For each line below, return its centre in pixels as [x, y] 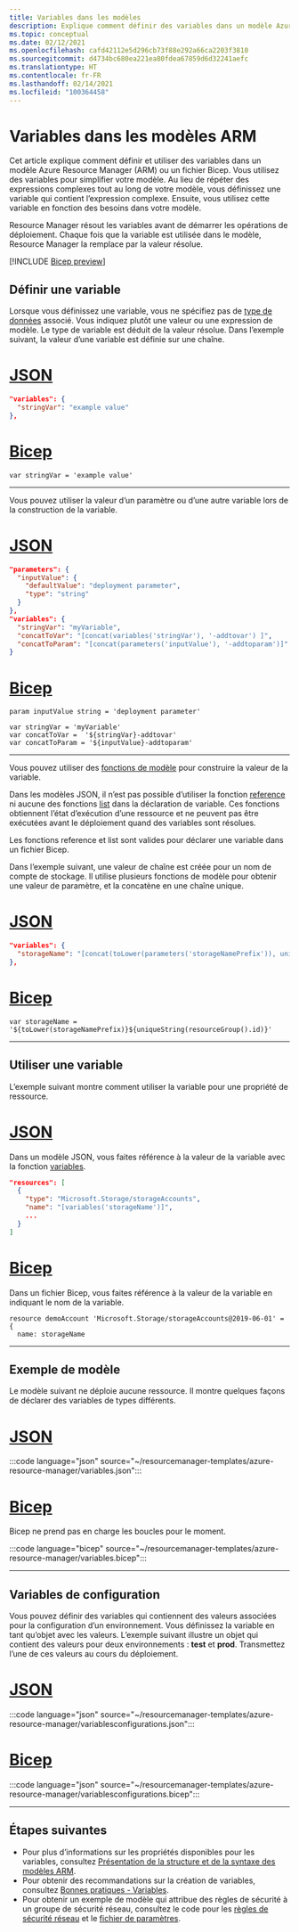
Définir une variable [65, 289]
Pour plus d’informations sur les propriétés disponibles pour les [138, 1852]
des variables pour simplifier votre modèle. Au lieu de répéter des [129, 180]
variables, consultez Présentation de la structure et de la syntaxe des [149, 1861]
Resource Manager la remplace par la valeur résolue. [106, 244]
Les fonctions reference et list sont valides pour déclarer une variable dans [146, 840]
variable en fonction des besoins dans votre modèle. [105, 208]
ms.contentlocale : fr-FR [55, 76]
